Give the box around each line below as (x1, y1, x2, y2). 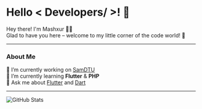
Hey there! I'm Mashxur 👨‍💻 (6, 25, 73, 33)
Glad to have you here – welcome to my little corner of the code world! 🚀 (6, 31, 186, 39)
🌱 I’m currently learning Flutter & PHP (6, 72, 100, 80)
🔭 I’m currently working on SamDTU (6, 66, 95, 73)
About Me (6, 52, 36, 61)
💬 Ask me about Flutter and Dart (6, 79, 86, 86)
